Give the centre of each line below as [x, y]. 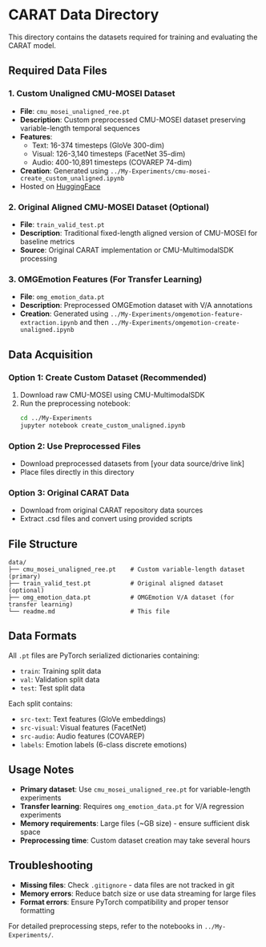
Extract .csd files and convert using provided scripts [106, 519]
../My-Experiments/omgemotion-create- [175, 323]
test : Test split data [52, 688]
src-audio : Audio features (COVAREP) [83, 736]
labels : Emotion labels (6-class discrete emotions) [103, 744]
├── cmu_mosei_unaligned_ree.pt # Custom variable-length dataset [127, 570]
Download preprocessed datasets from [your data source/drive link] [132, 463]
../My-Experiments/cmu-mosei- [160, 171]
